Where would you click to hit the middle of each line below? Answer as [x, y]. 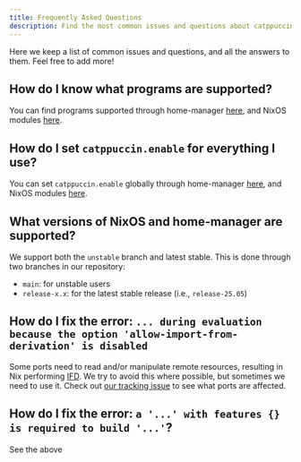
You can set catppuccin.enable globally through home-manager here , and [146, 184]
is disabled [115, 346]
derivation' [43, 346]
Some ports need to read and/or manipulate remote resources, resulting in [146, 366]
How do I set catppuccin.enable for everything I [142, 148]
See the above [36, 449]
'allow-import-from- [181, 334]
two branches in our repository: [67, 266]
